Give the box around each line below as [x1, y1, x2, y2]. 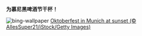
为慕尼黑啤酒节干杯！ [6, 6, 58, 12]
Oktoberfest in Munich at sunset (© [49, 17, 137, 24]
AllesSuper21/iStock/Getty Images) [6, 23, 91, 30]
